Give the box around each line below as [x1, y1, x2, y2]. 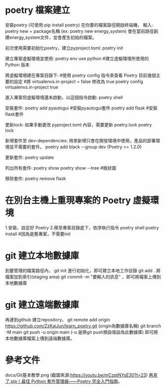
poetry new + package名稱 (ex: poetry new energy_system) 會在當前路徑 [5, 28, 154, 34]
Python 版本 [5, 62, 30, 68]
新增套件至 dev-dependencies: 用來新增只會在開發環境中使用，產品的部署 [5, 137, 156, 143]
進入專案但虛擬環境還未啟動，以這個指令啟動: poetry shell [5, 94, 123, 100]
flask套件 [5, 111, 24, 117]
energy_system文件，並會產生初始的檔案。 [9, 34, 97, 40]
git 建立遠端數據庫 [5, 299, 79, 310]
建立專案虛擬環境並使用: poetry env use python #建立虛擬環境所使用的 [5, 55, 149, 61]
